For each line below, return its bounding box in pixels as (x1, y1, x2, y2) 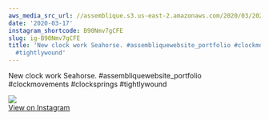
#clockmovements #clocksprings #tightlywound (8, 79, 167, 89)
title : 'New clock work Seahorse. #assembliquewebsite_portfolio (8, 42, 231, 50)
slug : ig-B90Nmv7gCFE (8, 34, 81, 42)
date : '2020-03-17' (8, 19, 74, 27)
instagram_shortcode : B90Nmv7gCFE (8, 26, 124, 34)
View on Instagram (8, 103, 70, 112)
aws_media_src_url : (8, 11, 74, 20)
